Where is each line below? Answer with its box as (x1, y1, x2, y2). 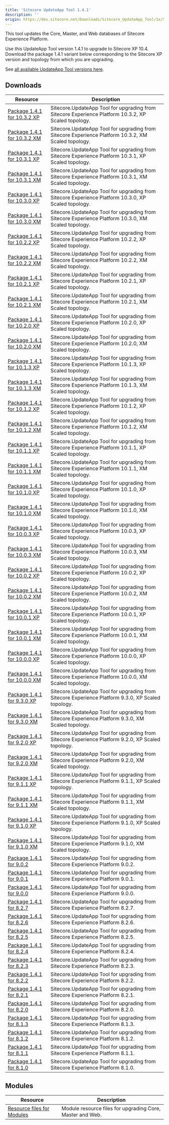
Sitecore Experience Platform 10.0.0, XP (50, 653, 146, 660)
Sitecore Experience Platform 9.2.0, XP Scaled (50, 736, 160, 743)
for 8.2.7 (8, 905, 29, 912)
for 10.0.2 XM (8, 593, 41, 600)
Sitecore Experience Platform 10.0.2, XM (50, 590, 147, 597)
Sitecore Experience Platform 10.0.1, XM (50, 632, 147, 639)
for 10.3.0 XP (8, 198, 40, 205)
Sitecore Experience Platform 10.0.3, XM (50, 549, 147, 556)
